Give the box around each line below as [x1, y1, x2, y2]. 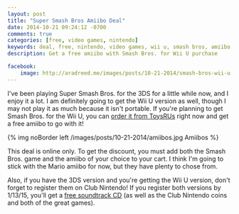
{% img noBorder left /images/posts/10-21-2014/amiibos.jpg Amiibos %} [7, 133, 219, 141]
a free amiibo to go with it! [7, 119, 84, 128]
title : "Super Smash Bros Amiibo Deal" [7, 17, 126, 24]
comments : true [7, 30, 53, 38]
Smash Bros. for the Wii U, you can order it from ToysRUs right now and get [7, 112, 229, 120]
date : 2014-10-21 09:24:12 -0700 [7, 23, 107, 31]
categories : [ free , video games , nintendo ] [7, 37, 139, 44]
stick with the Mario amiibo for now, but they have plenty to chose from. [7, 161, 218, 171]
